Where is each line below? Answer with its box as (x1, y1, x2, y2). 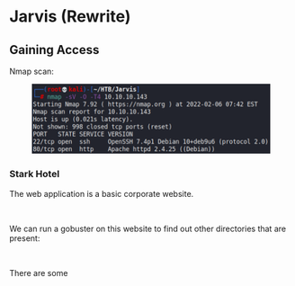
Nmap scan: (9, 66, 54, 76)
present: (9, 232, 40, 244)
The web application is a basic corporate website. (9, 188, 194, 199)
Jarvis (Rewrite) (9, 6, 131, 27)
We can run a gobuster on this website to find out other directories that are (9, 223, 286, 234)
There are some (9, 267, 68, 278)
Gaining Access (9, 42, 100, 58)
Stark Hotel (9, 168, 60, 181)
